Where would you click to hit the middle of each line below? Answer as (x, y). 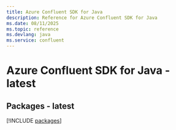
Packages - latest (40, 106)
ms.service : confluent (35, 40)
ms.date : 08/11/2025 (33, 23)
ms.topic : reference (33, 29)
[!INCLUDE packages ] (34, 121)
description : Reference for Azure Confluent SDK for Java (82, 18)
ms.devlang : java (29, 35)
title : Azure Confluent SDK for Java (55, 12)
